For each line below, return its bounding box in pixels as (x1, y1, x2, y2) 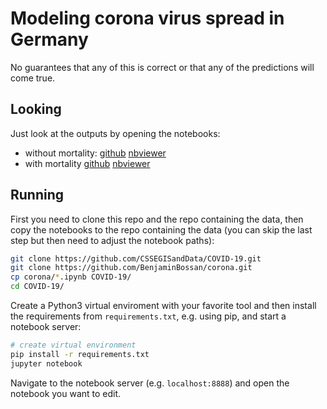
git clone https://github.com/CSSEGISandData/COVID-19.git (10, 253, 262, 264)
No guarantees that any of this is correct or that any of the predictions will (10, 61, 315, 73)
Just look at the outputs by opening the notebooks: (10, 127, 221, 139)
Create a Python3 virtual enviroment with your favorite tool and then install (10, 300, 317, 312)
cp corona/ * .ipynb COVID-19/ (10, 272, 132, 282)
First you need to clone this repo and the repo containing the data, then (10, 213, 304, 225)
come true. (10, 72, 56, 84)
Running (10, 187, 65, 204)
